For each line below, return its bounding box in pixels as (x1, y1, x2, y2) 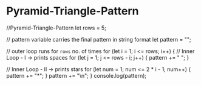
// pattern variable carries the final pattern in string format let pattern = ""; (6, 36, 191, 43)
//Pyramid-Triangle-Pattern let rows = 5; (6, 24, 106, 31)
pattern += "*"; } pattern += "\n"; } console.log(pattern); (6, 72, 147, 79)
